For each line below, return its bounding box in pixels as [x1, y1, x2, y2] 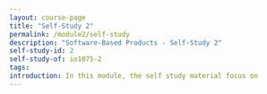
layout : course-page [9, 13, 87, 22]
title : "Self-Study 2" [9, 21, 94, 30]
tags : [9, 64, 30, 73]
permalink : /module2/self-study [9, 30, 130, 38]
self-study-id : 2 [9, 47, 74, 56]
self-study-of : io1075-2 [9, 55, 102, 64]
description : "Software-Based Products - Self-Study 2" [9, 38, 222, 47]
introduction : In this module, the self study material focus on [9, 72, 258, 81]
